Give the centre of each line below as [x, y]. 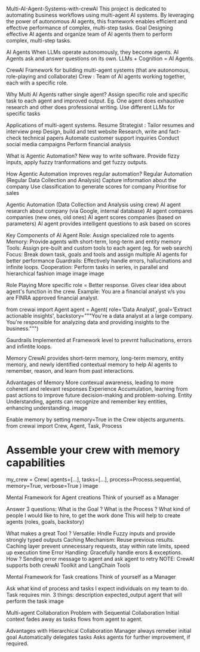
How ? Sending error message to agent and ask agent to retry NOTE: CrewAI [100, 559]
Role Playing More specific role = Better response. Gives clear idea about [96, 285]
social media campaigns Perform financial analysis [69, 144]
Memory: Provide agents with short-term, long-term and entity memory [94, 242]
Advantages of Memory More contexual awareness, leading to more [90, 382]
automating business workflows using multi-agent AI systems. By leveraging [100, 15]
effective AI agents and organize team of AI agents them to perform [89, 34]
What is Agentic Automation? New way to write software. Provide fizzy [93, 156]
